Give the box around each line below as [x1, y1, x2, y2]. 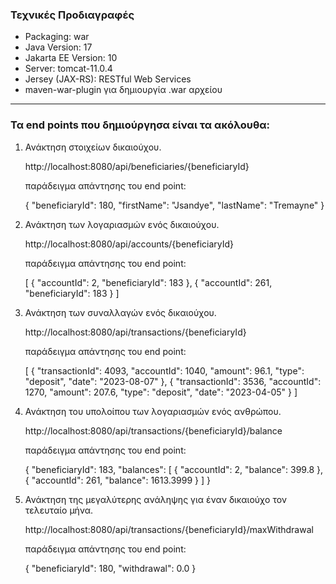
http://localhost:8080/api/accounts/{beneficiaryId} [24, 238, 235, 250]
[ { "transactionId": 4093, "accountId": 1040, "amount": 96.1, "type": [24, 364, 305, 377]
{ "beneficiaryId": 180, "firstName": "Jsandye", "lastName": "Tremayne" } [24, 199, 325, 211]
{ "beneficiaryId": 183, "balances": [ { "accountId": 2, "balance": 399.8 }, [24, 463, 324, 475]
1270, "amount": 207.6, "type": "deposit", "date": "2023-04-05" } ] [24, 386, 298, 398]
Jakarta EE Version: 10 [24, 52, 118, 64]
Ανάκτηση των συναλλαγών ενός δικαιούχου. [24, 306, 217, 318]
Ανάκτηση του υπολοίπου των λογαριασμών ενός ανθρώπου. [24, 405, 282, 417]
